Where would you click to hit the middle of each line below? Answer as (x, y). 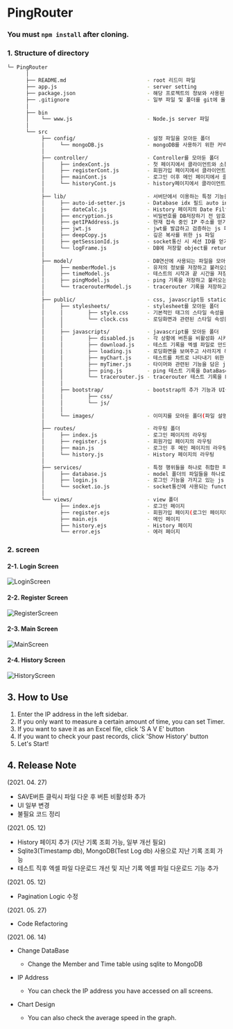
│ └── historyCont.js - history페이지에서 (120, 184)
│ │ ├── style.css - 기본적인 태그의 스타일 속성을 (133, 313)
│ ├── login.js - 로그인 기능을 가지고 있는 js (132, 480)
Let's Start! (33, 743)
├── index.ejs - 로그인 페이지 (122, 506)
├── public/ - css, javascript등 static (134, 300)
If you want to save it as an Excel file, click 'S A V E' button (101, 729)
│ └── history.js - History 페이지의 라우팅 (128, 454)
